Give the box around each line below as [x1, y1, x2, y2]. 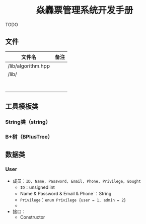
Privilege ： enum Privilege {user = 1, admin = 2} [20, 197, 126, 203]
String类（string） [5, 119, 51, 126]
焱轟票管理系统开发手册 [36, 5, 133, 16]
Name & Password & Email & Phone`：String [20, 190, 112, 196]
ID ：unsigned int [20, 184, 55, 190]
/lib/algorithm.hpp [8, 62, 50, 69]
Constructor [20, 214, 45, 220]
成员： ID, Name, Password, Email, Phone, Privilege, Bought [12, 178, 141, 184]
